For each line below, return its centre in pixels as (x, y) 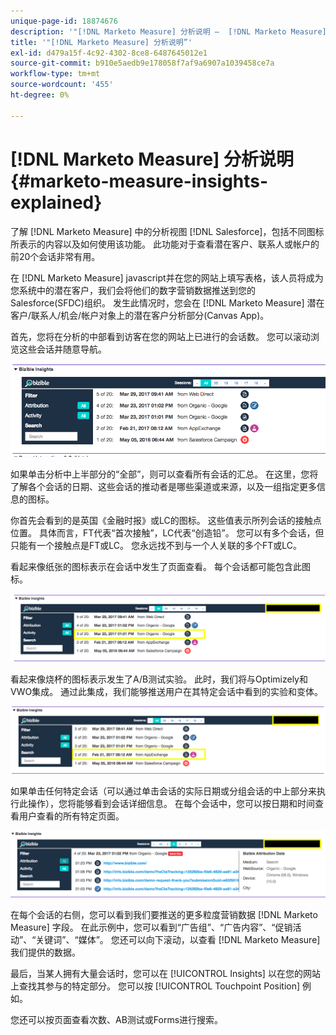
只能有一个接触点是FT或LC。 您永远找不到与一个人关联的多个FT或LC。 (156, 545)
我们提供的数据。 (45, 952)
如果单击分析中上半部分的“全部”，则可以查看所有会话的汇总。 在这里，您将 (164, 474)
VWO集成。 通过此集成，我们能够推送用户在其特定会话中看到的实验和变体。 (167, 692)
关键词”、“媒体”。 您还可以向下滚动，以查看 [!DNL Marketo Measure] (178, 939)
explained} (56, 202)
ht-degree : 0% (40, 95)
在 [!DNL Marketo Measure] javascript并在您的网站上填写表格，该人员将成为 (167, 277)
